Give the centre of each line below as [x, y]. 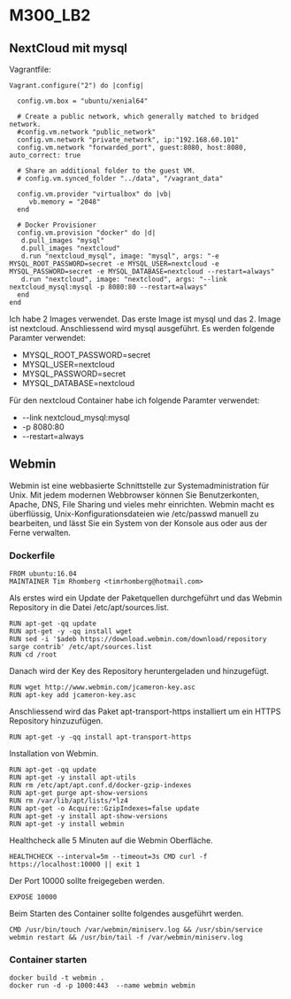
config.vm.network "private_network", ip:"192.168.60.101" [128, 140]
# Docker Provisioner [57, 225]
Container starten [48, 960]
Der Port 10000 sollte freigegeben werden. [87, 881]
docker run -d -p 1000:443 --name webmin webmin [103, 986]
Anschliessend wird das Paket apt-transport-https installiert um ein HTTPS [145, 712]
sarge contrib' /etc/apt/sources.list [80, 647]
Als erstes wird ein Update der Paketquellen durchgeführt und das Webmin [146, 598]
